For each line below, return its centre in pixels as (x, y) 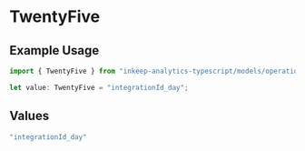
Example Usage (54, 50)
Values (30, 116)
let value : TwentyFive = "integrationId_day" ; (99, 87)
